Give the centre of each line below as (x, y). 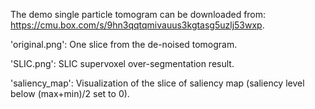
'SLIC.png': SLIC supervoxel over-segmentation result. (122, 63)
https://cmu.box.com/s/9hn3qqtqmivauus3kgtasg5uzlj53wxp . (137, 25)
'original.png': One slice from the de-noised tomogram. (124, 44)
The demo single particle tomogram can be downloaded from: (138, 14)
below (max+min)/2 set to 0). (70, 93)
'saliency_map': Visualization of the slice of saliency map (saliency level (157, 83)
